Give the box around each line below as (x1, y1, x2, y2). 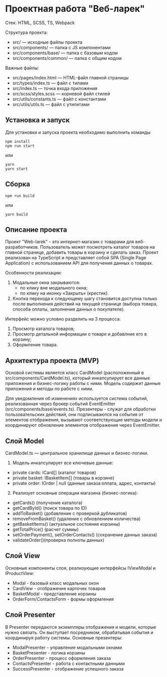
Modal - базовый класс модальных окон (12, 580, 99, 586)
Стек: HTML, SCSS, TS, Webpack (5, 20, 75, 26)
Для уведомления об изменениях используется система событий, (5, 396, 148, 402)
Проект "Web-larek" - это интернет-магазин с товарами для (5, 239, 134, 245)
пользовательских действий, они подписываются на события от (5, 412, 144, 418)
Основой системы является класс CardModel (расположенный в (5, 370, 144, 376)
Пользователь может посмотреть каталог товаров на (40, 244, 155, 250)
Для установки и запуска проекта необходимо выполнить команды (5, 129, 150, 135)
